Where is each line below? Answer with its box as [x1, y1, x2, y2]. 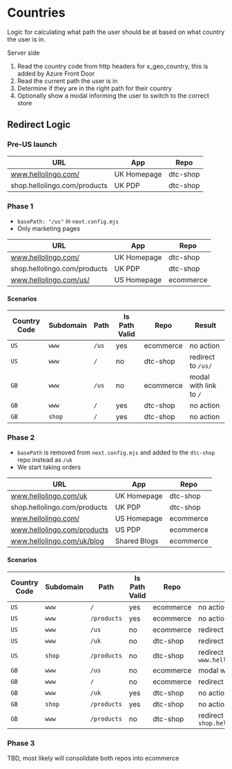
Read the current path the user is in [17, 76, 118, 85]
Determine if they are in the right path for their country [17, 84, 173, 92]
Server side [7, 48, 40, 57]
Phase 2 [7, 433, 35, 443]
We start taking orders [17, 463, 81, 472]
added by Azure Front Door [17, 69, 95, 78]
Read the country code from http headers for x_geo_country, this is [17, 62, 209, 70]
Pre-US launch [7, 140, 57, 150]
